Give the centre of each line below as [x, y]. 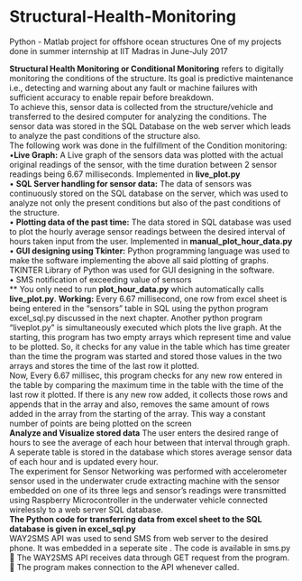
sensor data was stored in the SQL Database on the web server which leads [150, 126]
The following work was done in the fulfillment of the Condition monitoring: [148, 145]
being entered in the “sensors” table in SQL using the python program [139, 308]
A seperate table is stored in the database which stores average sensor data [151, 452]
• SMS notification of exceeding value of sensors [101, 279]
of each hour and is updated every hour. [84, 461]
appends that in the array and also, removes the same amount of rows [140, 404]
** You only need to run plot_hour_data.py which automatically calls [137, 289]
